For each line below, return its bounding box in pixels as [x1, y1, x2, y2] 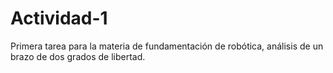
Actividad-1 [10, 7, 108, 30]
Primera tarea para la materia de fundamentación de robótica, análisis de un [10, 40, 324, 52]
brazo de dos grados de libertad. [10, 50, 146, 62]
